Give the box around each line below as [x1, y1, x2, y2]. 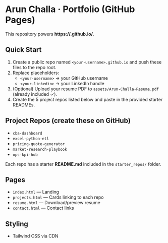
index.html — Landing [12, 189, 60, 195]
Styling [5, 219, 29, 228]
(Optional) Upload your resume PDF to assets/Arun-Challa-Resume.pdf [12, 86, 159, 92]
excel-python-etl [12, 136, 49, 141]
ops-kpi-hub [12, 152, 38, 157]
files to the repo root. [12, 64, 57, 70]
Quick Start [5, 45, 42, 54]
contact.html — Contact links [12, 205, 74, 211]
